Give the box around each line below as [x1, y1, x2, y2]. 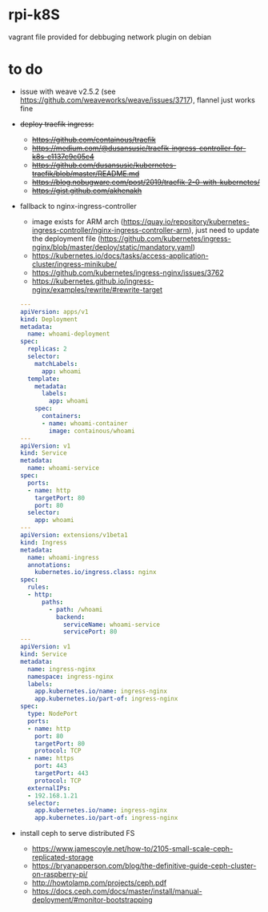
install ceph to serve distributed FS [19, 829, 135, 838]
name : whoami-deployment [27, 330, 110, 338]
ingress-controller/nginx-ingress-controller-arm [31, 225, 190, 235]
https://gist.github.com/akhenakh [31, 186, 142, 195]
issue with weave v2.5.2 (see [19, 86, 116, 96]
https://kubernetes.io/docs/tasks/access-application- [31, 251, 210, 260]
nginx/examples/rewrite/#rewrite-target [31, 284, 162, 294]
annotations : [27, 560, 71, 569]
